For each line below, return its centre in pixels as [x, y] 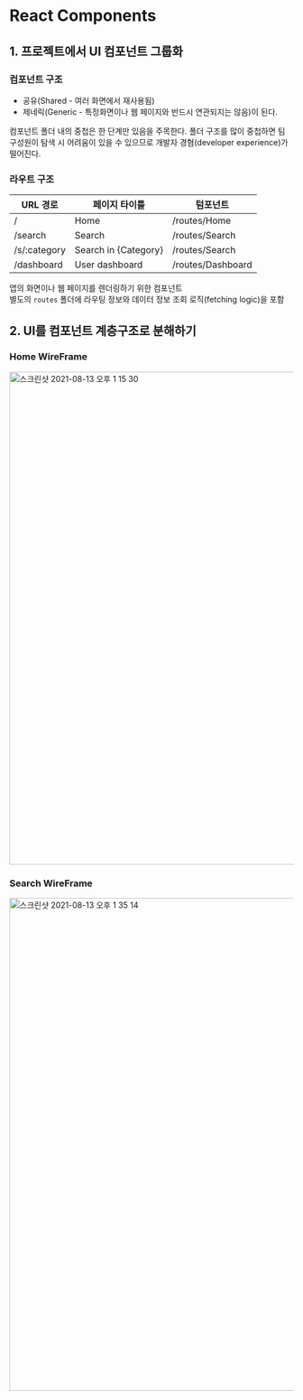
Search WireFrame [51, 883]
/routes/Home [202, 220]
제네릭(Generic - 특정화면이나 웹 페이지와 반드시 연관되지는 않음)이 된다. [150, 112]
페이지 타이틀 [119, 205]
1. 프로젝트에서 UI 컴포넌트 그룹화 [96, 51]
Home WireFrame [49, 357]
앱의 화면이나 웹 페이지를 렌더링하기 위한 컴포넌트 [96, 288]
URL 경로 [40, 205]
